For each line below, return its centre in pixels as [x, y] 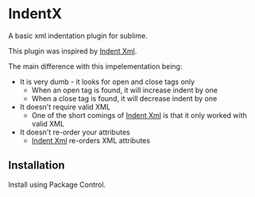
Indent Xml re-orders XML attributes [91, 140]
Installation [37, 166]
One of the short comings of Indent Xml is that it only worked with [139, 115]
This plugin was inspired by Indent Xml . [73, 51]
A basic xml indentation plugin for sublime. [78, 36]
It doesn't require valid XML [65, 107]
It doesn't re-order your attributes [75, 132]
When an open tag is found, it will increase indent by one [125, 90]
